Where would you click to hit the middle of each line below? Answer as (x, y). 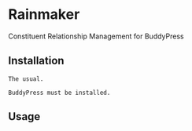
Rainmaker (44, 15)
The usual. (26, 79)
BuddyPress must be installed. (59, 93)
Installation (36, 61)
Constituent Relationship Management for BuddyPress (96, 36)
